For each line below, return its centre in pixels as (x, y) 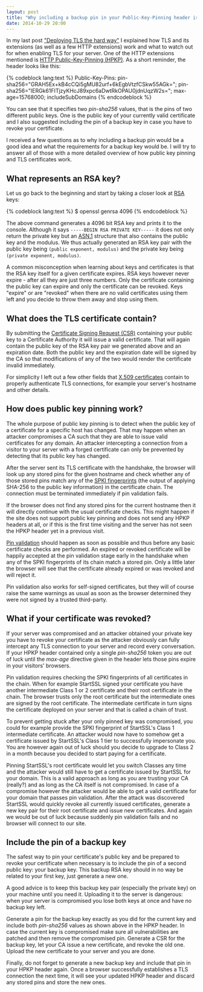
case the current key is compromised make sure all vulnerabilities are (92, 932)
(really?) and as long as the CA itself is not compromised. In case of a (93, 784)
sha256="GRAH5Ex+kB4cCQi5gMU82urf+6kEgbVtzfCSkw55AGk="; (92, 84)
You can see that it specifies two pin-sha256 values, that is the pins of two (99, 109)
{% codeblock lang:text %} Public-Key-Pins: (61, 78)
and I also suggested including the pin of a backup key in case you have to (99, 122)
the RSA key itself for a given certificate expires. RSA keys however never (98, 274)
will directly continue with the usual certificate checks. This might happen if (100, 511)
